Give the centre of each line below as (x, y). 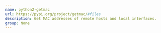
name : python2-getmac (28, 9)
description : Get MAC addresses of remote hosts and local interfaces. (81, 18)
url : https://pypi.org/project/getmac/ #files (53, 14)
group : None (17, 23)
